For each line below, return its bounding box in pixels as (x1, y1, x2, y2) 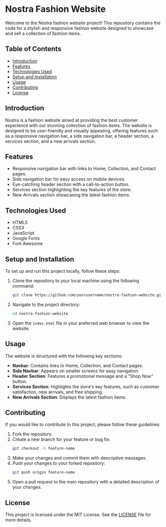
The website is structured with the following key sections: (5, 353, 123, 359)
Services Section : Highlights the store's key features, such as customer (12, 383, 160, 390)
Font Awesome (12, 240, 43, 246)
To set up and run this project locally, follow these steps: (5, 268, 120, 274)
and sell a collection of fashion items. (5, 30, 81, 36)
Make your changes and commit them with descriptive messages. (12, 455, 147, 461)
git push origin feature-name (12, 470, 75, 475)
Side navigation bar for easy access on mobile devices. (12, 176, 125, 182)
